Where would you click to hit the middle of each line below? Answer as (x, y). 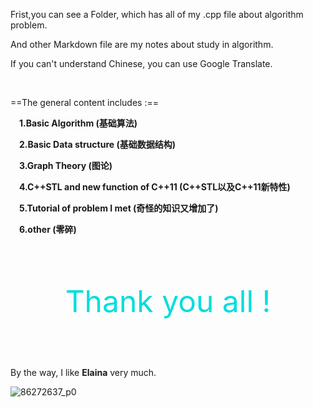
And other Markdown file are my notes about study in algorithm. (142, 44)
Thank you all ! (168, 301)
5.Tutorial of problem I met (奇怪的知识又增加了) (119, 208)
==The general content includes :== (84, 102)
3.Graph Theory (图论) (66, 165)
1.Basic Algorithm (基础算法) (78, 123)
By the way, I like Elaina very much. (83, 372)
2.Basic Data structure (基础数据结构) (97, 144)
